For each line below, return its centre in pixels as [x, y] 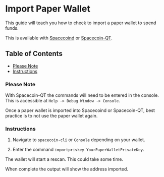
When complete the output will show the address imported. [67, 169]
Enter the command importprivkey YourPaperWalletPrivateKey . [78, 150]
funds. [12, 28]
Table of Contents [34, 54]
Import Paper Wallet [48, 9]
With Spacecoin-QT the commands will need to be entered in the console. [82, 95]
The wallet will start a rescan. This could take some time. [64, 159]
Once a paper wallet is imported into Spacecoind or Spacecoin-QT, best [80, 110]
